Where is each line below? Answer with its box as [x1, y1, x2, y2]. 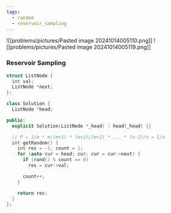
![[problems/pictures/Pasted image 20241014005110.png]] [6, 37, 153, 45]
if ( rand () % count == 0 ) [22, 157, 89, 163]
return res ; [17, 190, 48, 196]
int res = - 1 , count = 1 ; [17, 145, 84, 151]
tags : [6, 9, 20, 15]
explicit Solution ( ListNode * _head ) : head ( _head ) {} [12, 123, 151, 129]
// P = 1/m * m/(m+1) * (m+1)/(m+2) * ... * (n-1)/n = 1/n [12, 134, 166, 140]
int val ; [12, 78, 34, 84]
